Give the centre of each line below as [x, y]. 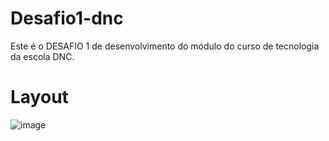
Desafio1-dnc [67, 18]
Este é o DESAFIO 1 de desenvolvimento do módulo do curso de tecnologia [165, 46]
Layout [39, 97]
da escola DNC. [42, 56]
